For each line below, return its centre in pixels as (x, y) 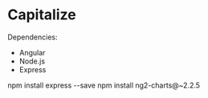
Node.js (32, 61)
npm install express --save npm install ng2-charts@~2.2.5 (104, 85)
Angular (32, 52)
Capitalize (42, 15)
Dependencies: (33, 37)
